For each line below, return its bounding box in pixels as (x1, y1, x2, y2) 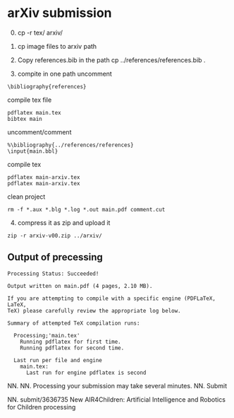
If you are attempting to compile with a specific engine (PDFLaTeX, (7, 295, 216, 302)
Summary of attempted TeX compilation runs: (7, 320, 140, 327)
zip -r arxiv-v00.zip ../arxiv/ (7, 232, 102, 239)
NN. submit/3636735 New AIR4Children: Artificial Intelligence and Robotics (7, 395, 226, 404)
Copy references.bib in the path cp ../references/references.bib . (17, 55, 206, 64)
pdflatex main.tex (7, 109, 61, 116)
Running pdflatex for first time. (20, 338, 121, 345)
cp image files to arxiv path (17, 42, 97, 50)
